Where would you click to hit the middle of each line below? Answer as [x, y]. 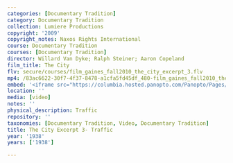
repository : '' [29, 117]
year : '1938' [26, 136]
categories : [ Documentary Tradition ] [62, 14]
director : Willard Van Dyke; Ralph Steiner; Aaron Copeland [96, 59]
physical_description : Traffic [52, 110]
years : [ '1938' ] [31, 143]
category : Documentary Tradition [55, 20]
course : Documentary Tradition [52, 46]
